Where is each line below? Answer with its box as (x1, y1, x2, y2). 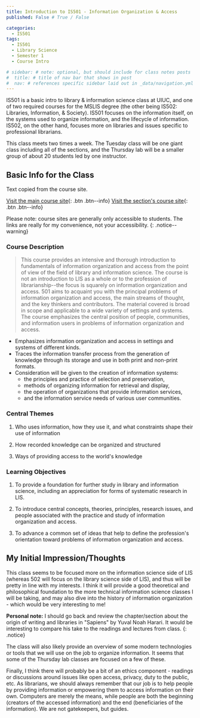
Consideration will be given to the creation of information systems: (14, 369, 179, 377)
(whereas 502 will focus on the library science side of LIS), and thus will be (6, 575, 191, 583)
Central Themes (6, 409, 54, 418)
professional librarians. (6, 128, 63, 135)
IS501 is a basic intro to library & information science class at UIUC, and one (6, 97, 193, 104)
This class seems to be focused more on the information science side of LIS (6, 569, 193, 576)
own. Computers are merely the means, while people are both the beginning (6, 692, 193, 699)
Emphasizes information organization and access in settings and (14, 338, 174, 345)
